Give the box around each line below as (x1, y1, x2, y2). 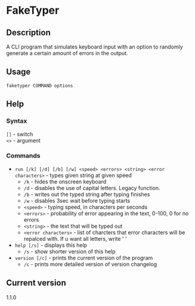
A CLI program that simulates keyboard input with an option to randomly (6, 43, 183, 50)
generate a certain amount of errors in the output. (6, 50, 128, 57)
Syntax (6, 117, 27, 126)
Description (6, 27, 51, 38)
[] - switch (6, 130, 33, 137)
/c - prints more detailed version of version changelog (23, 261, 157, 268)
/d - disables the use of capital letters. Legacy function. (23, 184, 160, 191)
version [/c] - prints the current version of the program (14, 254, 153, 261)
